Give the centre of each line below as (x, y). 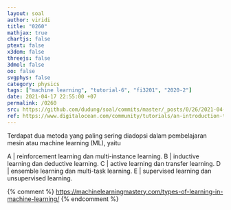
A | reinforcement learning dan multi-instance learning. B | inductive (103, 156)
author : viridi (29, 20)
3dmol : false (26, 65)
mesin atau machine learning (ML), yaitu (64, 143)
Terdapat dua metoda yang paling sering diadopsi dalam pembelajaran (107, 136)
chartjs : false (29, 39)
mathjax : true (27, 33)
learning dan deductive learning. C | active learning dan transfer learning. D (114, 163)
